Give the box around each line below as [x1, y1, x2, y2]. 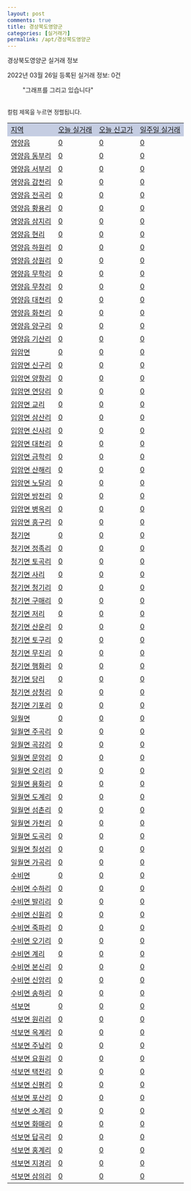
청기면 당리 [10, 675, 45, 684]
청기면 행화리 [10, 661, 52, 671]
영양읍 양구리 [10, 322, 52, 331]
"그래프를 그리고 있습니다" [22, 86, 94, 94]
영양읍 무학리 [10, 269, 52, 279]
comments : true [7, 17, 52, 24]
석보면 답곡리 [10, 1132, 52, 1142]
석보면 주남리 [10, 1041, 52, 1051]
